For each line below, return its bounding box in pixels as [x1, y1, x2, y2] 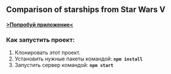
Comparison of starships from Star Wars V [6, 5, 166, 15]
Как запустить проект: [6, 35, 75, 43]
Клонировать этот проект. [14, 49, 81, 56]
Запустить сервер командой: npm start [14, 62, 114, 69]
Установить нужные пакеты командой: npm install [14, 55, 143, 62]
